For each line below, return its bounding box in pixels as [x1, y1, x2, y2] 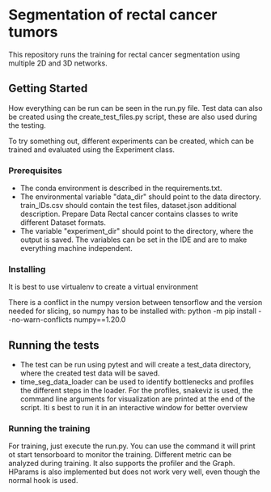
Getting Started [8, 82, 88, 95]
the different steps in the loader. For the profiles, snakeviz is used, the [19, 386, 253, 396]
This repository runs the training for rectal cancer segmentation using [8, 49, 240, 59]
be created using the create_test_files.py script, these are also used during [8, 112, 257, 121]
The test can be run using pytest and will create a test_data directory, [19, 360, 252, 370]
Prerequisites [8, 164, 62, 176]
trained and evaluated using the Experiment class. [8, 144, 176, 155]
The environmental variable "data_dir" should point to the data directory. [19, 192, 261, 201]
